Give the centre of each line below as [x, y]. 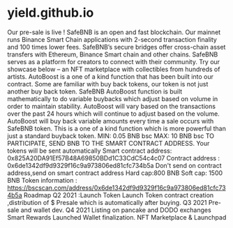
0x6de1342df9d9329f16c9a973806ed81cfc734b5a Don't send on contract [114, 165]
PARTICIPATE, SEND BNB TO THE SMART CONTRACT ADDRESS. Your [108, 143]
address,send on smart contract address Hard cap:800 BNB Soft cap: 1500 [115, 173]
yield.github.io [51, 13]
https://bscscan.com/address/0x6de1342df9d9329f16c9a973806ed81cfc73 [117, 188]
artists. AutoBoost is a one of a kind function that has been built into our [111, 76]
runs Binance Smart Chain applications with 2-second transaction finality [112, 39]
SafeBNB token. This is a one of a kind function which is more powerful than [117, 128]
